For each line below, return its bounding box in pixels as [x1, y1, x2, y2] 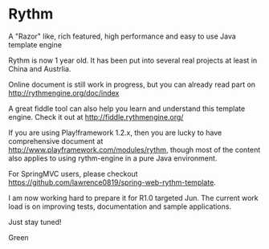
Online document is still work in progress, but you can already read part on [8, 80, 255, 89]
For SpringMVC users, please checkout [8, 169, 138, 178]
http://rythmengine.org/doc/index [8, 88, 120, 97]
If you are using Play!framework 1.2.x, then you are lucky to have [8, 128, 222, 137]
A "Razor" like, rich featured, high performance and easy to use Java [8, 31, 237, 41]
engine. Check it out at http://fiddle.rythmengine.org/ [8, 112, 184, 121]
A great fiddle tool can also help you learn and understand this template [8, 104, 246, 113]
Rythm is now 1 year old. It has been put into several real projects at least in [8, 55, 258, 65]
